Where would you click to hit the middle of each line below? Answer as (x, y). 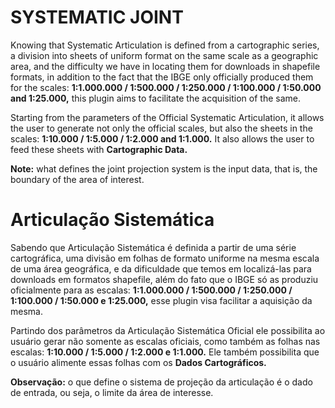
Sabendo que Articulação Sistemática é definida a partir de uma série (153, 247)
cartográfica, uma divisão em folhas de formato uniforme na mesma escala (165, 258)
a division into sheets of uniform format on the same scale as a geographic (164, 55)
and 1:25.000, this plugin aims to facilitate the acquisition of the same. (155, 98)
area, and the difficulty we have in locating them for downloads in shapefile (165, 66)
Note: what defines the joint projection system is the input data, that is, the (164, 168)
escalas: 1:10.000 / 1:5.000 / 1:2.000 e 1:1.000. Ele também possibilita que (165, 352)
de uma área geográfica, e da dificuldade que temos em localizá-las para (161, 268)
